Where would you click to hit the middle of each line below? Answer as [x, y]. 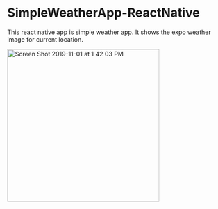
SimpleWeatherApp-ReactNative [103, 13]
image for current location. [45, 39]
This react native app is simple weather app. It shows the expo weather [109, 32]
